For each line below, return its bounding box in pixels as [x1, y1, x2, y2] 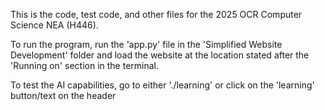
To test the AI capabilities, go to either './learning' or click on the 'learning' [10, 79, 315, 91]
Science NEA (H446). [10, 19, 99, 31]
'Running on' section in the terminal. [10, 60, 160, 71]
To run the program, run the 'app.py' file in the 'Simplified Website [10, 39, 283, 50]
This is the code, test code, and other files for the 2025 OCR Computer [10, 9, 303, 20]
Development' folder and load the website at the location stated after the [10, 49, 310, 61]
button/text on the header [10, 90, 117, 101]
